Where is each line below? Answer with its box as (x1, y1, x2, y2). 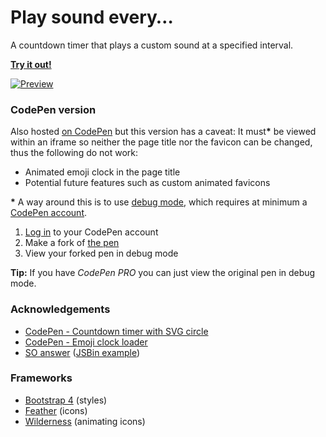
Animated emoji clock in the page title (24, 166, 181, 178)
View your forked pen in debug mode (24, 247, 179, 260)
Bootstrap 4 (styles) (24, 394, 108, 406)
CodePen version (10, 102, 97, 116)
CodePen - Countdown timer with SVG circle (24, 325, 209, 337)
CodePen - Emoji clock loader (24, 336, 148, 348)
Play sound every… (10, 6, 174, 29)
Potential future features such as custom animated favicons (24, 177, 271, 189)
